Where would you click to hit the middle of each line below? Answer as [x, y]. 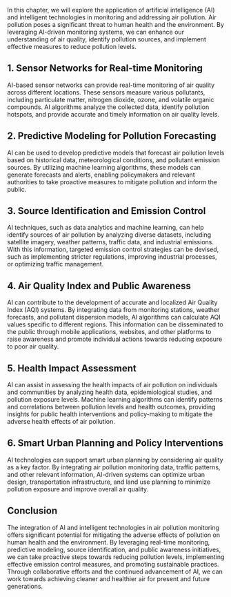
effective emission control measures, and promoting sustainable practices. [113, 564]
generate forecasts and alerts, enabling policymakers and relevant [101, 175]
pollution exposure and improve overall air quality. [78, 489]
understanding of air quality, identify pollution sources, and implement [107, 39]
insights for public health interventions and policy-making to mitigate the [110, 414]
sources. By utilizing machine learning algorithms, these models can [104, 167]
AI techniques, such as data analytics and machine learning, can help [106, 228]
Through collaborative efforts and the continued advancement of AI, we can [115, 571]
